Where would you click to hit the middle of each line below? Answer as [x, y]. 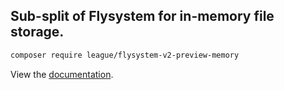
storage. [37, 32]
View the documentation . [62, 74]
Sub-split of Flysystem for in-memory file [142, 16]
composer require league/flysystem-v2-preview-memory [125, 55]
